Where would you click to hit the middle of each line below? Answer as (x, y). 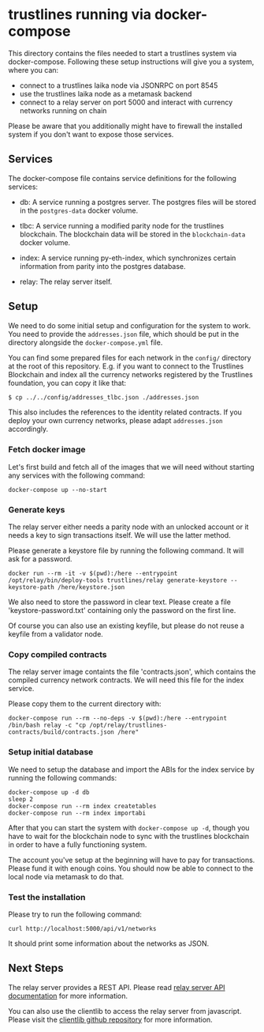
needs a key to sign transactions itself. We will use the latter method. (119, 535)
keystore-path (32, 588)
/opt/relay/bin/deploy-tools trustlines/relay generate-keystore (117, 580)
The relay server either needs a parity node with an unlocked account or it (128, 527)
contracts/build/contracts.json (61, 732)
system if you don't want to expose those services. (91, 134)
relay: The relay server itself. (66, 282)
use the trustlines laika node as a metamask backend (106, 93)
